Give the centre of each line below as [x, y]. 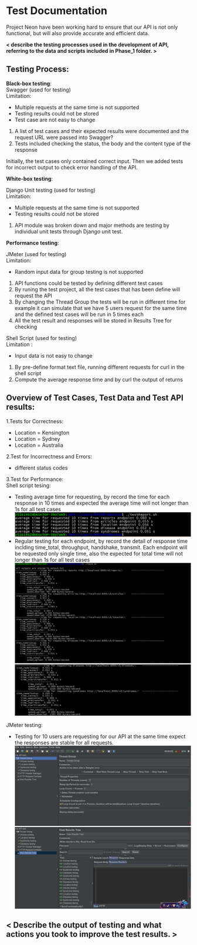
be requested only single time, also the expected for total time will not [99, 553]
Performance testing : [33, 243]
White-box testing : [30, 179]
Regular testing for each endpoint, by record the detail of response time [101, 541]
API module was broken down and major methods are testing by [92, 225]
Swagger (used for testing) [39, 90]
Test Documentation [57, 11]
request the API [33, 295]
